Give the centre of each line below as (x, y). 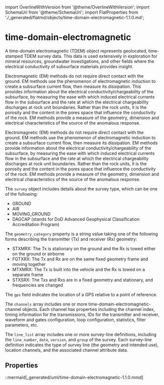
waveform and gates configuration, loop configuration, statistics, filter (75, 320)
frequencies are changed (38, 285)
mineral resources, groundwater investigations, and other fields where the (80, 61)
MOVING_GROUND (31, 214)
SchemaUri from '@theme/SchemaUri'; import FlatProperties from (72, 12)
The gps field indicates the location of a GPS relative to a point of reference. (81, 294)
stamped (14, 56)
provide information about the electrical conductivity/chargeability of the (78, 148)
